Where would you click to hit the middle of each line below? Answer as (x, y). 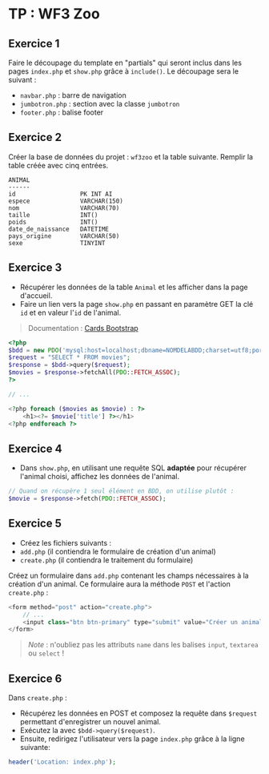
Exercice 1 (34, 44)
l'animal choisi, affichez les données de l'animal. (100, 477)
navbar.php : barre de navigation (73, 95)
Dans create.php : (38, 698)
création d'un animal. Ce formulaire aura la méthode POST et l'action (119, 584)
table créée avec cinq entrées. (58, 165)
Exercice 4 (35, 448)
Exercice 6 (35, 678)
